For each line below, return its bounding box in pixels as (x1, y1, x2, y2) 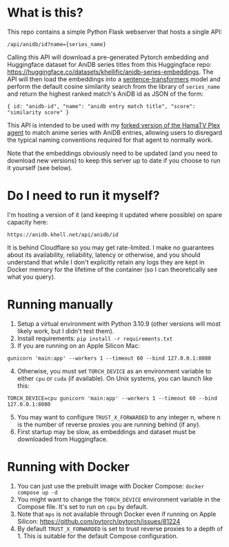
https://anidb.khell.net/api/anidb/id (7, 231, 119, 238)
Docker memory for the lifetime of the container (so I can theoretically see (7, 265, 218, 273)
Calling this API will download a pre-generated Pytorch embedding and (7, 53, 209, 61)
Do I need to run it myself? (7, 188, 160, 204)
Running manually (7, 297, 114, 313)
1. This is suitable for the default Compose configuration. (17, 532, 179, 540)
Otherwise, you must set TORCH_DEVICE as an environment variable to (17, 367, 212, 375)
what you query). (7, 272, 56, 280)
